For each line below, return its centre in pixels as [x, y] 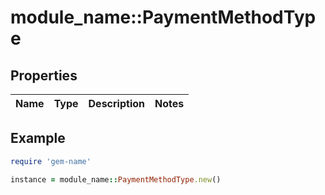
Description [116, 103]
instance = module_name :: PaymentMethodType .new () [116, 179]
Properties [44, 75]
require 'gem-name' [51, 161]
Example [38, 138]
